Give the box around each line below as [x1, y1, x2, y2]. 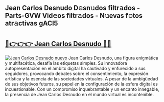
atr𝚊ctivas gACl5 [5, 19, 58, 27]
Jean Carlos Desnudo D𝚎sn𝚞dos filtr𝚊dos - [5, 4, 141, 12]
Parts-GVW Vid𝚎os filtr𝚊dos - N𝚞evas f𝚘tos [5, 12, 143, 20]
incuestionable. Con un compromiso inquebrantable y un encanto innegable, [5, 86, 160, 92]
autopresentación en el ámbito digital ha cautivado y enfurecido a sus [5, 66, 146, 71]
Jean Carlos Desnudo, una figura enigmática [68, 55, 159, 61]
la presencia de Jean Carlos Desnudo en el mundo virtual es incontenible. [5, 92, 154, 97]
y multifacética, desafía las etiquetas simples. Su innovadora [5, 60, 127, 66]
